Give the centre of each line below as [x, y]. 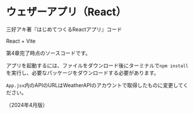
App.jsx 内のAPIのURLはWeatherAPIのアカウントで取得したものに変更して [95, 85]
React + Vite [21, 41]
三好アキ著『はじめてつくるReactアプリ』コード [64, 29]
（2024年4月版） [27, 105]
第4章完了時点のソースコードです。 [48, 53]
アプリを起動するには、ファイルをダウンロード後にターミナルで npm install [97, 65]
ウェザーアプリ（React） [66, 12]
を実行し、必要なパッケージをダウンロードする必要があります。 [83, 72]
